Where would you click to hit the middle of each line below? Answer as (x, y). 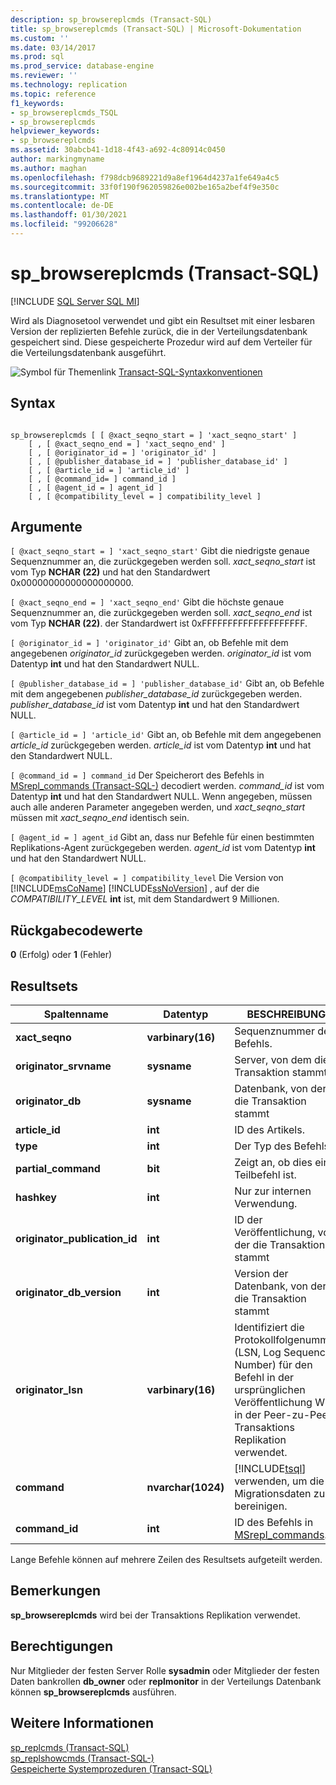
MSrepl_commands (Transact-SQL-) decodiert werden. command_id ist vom (167, 786)
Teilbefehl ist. (265, 1175)
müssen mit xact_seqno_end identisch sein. (100, 818)
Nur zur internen (273, 1191)
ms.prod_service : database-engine (82, 66)
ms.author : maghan (48, 168)
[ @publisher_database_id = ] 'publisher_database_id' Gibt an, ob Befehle (167, 683)
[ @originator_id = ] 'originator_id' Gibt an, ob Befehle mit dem (149, 643)
